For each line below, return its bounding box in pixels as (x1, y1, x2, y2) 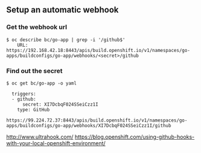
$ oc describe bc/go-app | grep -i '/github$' (6, 36, 126, 43)
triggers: (11, 91, 36, 97)
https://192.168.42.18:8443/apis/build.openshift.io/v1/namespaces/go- (6, 47, 190, 53)
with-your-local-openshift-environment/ (6, 139, 106, 147)
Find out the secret (6, 67, 63, 75)
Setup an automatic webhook (6, 5, 119, 15)
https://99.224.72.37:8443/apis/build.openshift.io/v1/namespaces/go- (6, 117, 188, 123)
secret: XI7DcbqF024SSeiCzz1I (22, 101, 98, 108)
